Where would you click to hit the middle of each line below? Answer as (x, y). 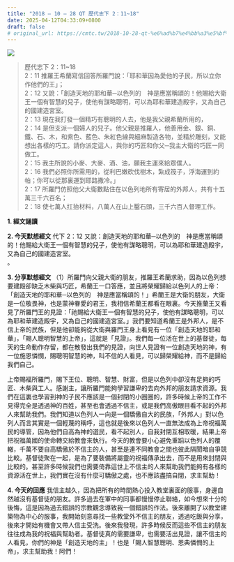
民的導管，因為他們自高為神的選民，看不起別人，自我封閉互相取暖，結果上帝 (117, 432)
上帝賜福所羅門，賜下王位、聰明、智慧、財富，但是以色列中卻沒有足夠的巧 (114, 379)
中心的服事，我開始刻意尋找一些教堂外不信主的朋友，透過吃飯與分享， (126, 517)
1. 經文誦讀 (23, 221)
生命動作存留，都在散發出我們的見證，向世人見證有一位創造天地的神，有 (123, 347)
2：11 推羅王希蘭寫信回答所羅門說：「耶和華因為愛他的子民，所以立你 (123, 76)
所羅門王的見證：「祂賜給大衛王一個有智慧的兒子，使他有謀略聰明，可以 (122, 312)
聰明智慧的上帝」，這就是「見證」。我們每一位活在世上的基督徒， (129, 339)
